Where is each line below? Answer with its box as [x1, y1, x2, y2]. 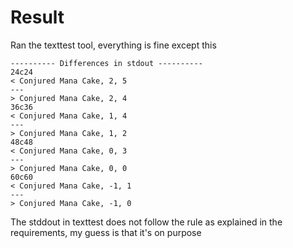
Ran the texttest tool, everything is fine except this [10, 39, 217, 51]
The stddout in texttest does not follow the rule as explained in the [10, 216, 283, 228]
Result [10, 6, 65, 29]
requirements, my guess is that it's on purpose [10, 226, 202, 238]
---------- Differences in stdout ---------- [10, 58, 203, 68]
